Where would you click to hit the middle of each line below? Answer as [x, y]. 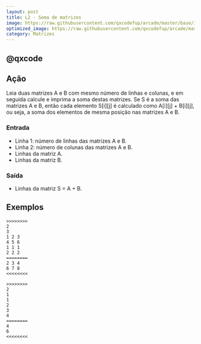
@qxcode [25, 58]
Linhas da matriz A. [39, 153]
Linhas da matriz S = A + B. [48, 188]
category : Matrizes [31, 34]
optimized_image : [28, 28]
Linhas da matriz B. [39, 160]
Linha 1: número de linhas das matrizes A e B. [71, 141]
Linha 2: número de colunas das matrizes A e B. [74, 147]
